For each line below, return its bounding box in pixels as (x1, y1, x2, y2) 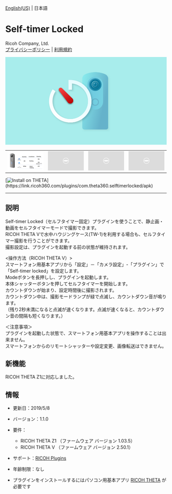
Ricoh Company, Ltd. (5, 40, 50, 46)
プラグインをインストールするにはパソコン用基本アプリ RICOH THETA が (12, 477, 166, 483)
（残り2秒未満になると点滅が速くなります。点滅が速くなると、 (5, 306, 138, 313)
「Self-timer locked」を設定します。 (5, 267, 82, 274)
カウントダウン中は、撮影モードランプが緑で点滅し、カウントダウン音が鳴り (5, 293, 167, 300)
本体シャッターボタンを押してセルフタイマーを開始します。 (5, 280, 131, 287)
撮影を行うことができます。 (14, 237, 73, 244)
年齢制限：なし (12, 466, 45, 472)
